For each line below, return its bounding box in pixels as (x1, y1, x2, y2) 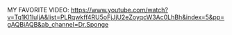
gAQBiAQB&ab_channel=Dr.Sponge (7, 21, 109, 28)
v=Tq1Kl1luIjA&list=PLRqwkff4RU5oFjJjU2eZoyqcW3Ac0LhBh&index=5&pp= (7, 13, 225, 21)
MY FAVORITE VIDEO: (7, 6, 69, 14)
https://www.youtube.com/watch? (70, 6, 169, 14)
